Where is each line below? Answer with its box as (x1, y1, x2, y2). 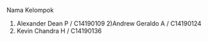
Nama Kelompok (6, 6, 54, 14)
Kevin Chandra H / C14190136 (16, 27, 102, 35)
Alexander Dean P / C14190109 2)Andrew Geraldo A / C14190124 (16, 19, 202, 27)
